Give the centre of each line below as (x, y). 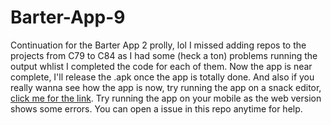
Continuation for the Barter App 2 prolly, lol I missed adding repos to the (158, 45)
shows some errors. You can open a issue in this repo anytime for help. (156, 108)
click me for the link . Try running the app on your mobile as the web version (166, 98)
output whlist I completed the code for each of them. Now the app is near (161, 66)
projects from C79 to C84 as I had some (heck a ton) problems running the (164, 55)
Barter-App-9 (68, 17)
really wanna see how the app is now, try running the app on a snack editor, (166, 87)
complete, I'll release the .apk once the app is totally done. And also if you (162, 77)
